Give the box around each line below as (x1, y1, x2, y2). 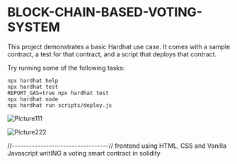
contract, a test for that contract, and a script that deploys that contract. (7, 50, 217, 58)
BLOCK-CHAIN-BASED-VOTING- (7, 4, 203, 20)
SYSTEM (7, 19, 60, 35)
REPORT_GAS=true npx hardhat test (7, 89, 110, 96)
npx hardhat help (7, 77, 59, 84)
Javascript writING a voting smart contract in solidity (7, 149, 161, 157)
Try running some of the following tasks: (7, 63, 125, 72)
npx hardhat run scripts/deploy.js (7, 101, 112, 109)
